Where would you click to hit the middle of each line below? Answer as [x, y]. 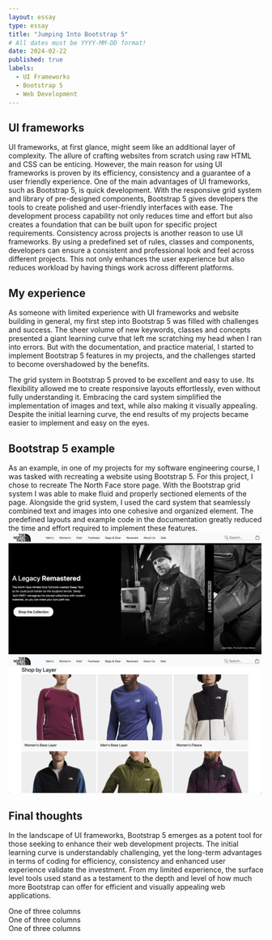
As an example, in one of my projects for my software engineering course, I [134, 468]
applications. [30, 895]
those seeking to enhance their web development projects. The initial [123, 844]
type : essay [28, 26]
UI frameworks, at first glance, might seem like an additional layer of [122, 147]
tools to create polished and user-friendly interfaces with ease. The [121, 207]
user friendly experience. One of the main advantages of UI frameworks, [130, 181]
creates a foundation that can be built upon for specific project [113, 225]
